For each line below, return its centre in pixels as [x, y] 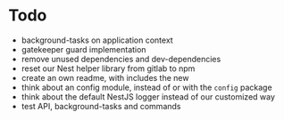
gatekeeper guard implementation [84, 49]
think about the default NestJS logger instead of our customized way [148, 96]
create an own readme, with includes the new [105, 77]
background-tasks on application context [97, 40]
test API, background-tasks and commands [101, 106]
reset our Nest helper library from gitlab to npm [108, 68]
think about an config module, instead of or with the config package [147, 87]
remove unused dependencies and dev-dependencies [121, 59]
